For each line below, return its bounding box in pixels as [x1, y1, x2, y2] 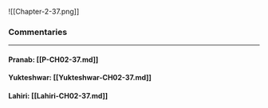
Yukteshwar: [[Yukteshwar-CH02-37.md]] [8, 73, 152, 83]
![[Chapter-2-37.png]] [8, 7, 80, 16]
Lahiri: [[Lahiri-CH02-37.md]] [8, 91, 108, 101]
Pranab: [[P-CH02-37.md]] [8, 55, 99, 64]
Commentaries [8, 26, 68, 37]
